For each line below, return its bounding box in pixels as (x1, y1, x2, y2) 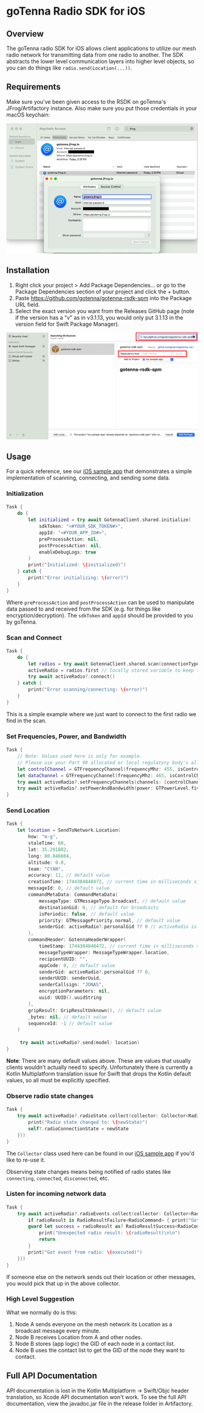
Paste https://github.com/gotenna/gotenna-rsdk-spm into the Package (15, 294, 192, 301)
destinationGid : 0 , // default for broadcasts (38, 904, 159, 910)
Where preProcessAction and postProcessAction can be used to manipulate (6, 599, 194, 606)
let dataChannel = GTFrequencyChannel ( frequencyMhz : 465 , (17, 772, 167, 778)
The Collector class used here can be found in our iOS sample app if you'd (6, 1149, 195, 1157)
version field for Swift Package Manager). (15, 320, 120, 328)
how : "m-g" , (28, 834, 59, 840)
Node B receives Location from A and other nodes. (15, 1333, 143, 1340)
